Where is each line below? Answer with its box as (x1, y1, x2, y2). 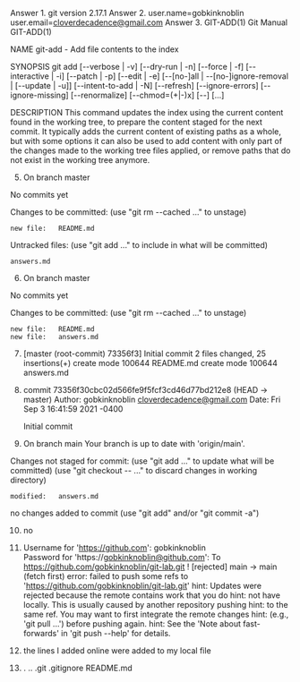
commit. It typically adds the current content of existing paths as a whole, (10, 126, 281, 137)
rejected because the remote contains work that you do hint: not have (22, 590, 281, 601)
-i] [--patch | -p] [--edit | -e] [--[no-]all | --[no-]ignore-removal (56, 71, 289, 81)
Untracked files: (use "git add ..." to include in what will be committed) (10, 240, 268, 250)
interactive (10, 71, 50, 81)
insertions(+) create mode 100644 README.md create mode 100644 (22, 358, 279, 368)
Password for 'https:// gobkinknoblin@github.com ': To (22, 552, 221, 562)
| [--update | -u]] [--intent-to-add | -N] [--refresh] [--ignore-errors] (10, 81, 259, 90)
